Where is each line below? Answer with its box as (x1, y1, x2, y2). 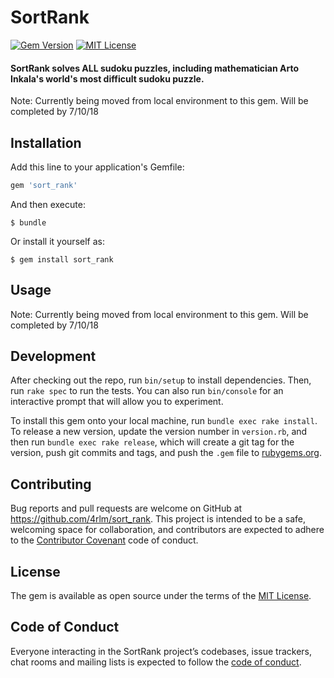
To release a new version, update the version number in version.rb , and (10, 426, 308, 438)
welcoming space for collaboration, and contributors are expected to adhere (10, 524, 325, 536)
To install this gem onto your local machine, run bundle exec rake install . (10, 415, 318, 427)
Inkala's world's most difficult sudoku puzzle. (10, 72, 205, 85)
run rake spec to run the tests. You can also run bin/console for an (10, 385, 284, 397)
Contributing (10, 476, 92, 493)
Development (10, 348, 97, 365)
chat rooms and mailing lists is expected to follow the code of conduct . (10, 656, 302, 668)
